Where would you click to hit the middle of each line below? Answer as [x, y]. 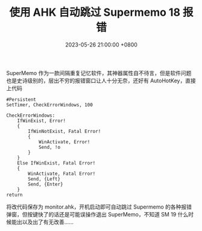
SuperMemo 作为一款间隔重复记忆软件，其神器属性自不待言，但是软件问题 [99, 73]
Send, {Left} [44, 179]
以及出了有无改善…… [48, 222]
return [14, 195]
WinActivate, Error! [64, 142]
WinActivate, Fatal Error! [62, 174]
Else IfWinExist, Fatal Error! [56, 163]
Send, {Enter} [46, 184]
